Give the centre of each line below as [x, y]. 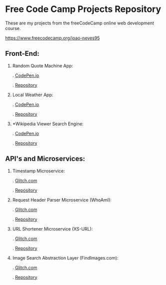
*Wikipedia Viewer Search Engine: [48, 124]
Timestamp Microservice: [39, 171]
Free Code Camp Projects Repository [83, 9]
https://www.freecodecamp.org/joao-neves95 [53, 38]
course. [13, 28]
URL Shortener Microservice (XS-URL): [53, 229]
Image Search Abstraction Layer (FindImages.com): [65, 258]
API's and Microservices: [45, 159]
